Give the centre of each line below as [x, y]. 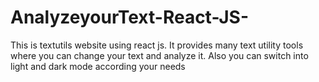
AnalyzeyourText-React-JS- [130, 17]
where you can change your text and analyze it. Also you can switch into [159, 55]
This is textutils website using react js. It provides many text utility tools [157, 45]
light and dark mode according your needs [98, 66]
